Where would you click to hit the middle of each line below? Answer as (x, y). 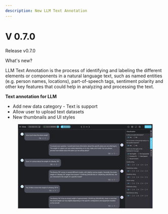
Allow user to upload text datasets (48, 111)
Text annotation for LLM (31, 96)
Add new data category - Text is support (55, 106)
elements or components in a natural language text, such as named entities (84, 76)
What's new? (19, 60)
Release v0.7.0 (20, 50)
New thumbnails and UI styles (44, 117)
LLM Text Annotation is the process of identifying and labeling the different (83, 70)
